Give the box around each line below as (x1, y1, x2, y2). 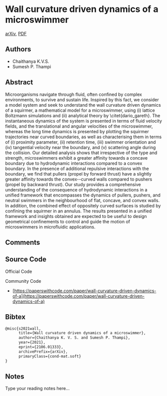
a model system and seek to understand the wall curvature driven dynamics (5, 102, 161, 108)
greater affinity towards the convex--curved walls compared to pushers (5, 176, 153, 182)
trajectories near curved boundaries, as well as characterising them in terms (5, 134, 162, 140)
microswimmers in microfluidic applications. (5, 223, 96, 230)
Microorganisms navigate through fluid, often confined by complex (5, 91, 142, 97)
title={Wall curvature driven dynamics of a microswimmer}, (18, 331, 146, 336)
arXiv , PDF (5, 30, 27, 36)
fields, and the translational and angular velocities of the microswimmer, (5, 123, 153, 129)
